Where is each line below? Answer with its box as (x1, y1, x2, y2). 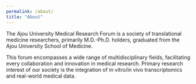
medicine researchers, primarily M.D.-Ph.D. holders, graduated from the (6, 36, 180, 43)
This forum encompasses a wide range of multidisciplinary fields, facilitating (6, 54, 191, 61)
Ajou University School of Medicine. (6, 42, 93, 50)
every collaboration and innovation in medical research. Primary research (6, 60, 184, 67)
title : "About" (6, 14, 43, 20)
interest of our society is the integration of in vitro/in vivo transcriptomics (6, 66, 183, 73)
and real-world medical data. (6, 72, 76, 79)
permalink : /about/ (6, 8, 54, 15)
